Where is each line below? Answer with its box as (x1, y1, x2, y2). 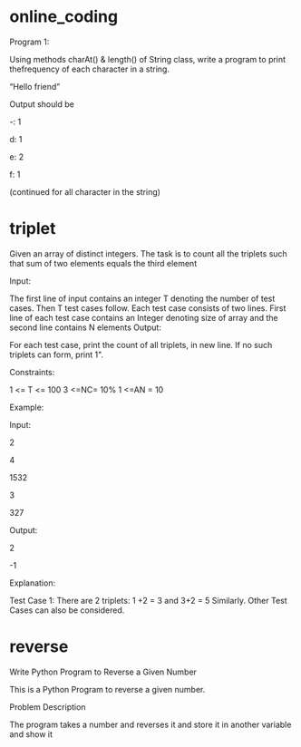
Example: (9, 402, 44, 412)
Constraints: (9, 366, 55, 377)
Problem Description (9, 701, 86, 713)
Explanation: (9, 577, 56, 588)
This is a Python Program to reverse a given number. (9, 684, 206, 694)
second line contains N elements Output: (9, 322, 161, 333)
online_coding (9, 6, 119, 27)
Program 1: (9, 36, 50, 47)
